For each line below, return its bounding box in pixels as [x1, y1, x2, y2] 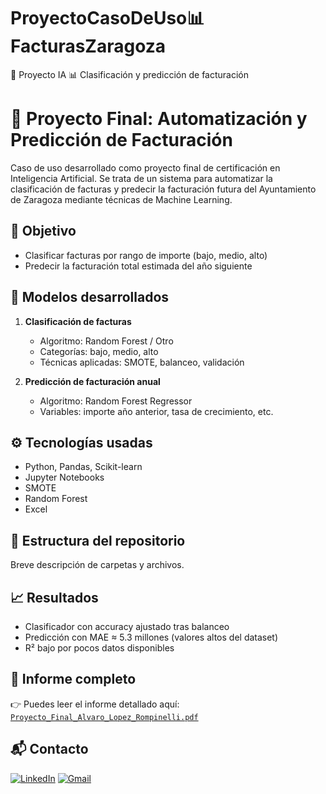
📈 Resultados [10, 589, 99, 606]
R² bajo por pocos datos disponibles [24, 641, 175, 654]
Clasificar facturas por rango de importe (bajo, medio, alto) [24, 249, 268, 261]
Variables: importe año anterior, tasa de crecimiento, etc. [39, 405, 274, 417]
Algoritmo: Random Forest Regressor [39, 395, 193, 407]
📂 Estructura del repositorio [10, 532, 186, 549]
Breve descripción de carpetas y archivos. [10, 559, 185, 571]
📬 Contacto [10, 741, 89, 758]
